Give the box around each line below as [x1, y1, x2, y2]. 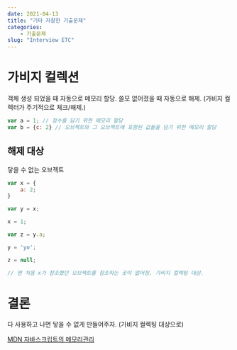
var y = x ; [7, 205, 40, 213]
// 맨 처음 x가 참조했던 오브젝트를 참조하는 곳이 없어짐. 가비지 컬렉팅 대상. [7, 269, 204, 276]
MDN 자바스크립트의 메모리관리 [7, 335, 94, 344]
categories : [7, 23, 43, 30]
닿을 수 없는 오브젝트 [7, 165, 65, 174]
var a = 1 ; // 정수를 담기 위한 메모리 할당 [7, 118, 123, 125]
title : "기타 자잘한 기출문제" [7, 17, 87, 24]
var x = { [7, 179, 37, 186]
